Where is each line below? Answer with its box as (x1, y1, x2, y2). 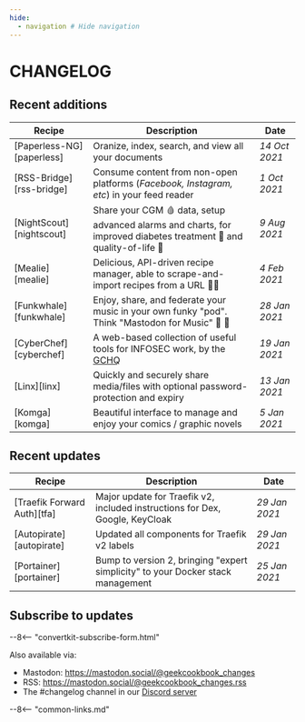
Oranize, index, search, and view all (93, 139, 244, 152)
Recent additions (9, 97, 108, 113)
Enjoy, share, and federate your (93, 293, 227, 306)
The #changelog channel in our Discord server (22, 687, 198, 697)
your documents (93, 151, 163, 164)
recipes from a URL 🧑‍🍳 (123, 278, 220, 291)
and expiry (139, 391, 184, 404)
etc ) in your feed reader (93, 188, 194, 201)
